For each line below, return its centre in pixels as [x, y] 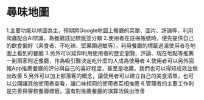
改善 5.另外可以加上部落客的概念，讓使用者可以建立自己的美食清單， [97, 76]
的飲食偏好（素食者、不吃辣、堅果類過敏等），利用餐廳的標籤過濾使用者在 [98, 45]
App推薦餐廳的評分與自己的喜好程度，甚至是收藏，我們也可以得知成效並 [102, 68]
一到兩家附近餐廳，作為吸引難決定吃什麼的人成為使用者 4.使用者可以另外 [97, 61]
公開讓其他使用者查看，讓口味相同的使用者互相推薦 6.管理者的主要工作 [100, 83]
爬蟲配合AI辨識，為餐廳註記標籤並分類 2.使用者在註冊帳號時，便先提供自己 [100, 38]
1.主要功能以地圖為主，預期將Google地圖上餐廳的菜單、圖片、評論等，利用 [100, 30]
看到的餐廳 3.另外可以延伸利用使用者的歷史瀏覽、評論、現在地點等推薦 [105, 53]
